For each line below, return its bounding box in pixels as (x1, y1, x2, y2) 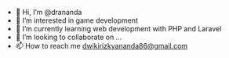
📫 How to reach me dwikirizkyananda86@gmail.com (15, 42, 188, 50)
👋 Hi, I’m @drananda (15, 8, 82, 16)
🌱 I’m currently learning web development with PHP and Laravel (15, 24, 222, 33)
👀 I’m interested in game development (15, 16, 139, 25)
